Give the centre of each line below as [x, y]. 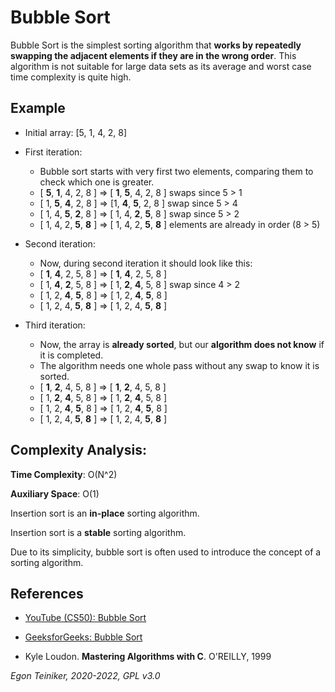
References [47, 593]
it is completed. [71, 355]
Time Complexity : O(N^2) [64, 474]
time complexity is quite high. [71, 77]
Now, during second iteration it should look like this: [146, 263]
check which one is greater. [97, 182]
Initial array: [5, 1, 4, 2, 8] [75, 132]
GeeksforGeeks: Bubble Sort [83, 637]
